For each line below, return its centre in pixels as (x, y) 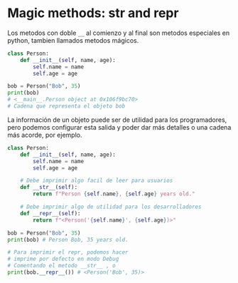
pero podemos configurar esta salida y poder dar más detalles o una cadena (119, 127)
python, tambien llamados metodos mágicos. (73, 40)
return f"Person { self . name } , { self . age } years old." (114, 194)
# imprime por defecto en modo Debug (63, 259)
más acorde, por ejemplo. (45, 135)
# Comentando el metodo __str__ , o (61, 266)
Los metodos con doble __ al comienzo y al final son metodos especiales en (119, 33)
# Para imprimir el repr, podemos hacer (68, 252)
